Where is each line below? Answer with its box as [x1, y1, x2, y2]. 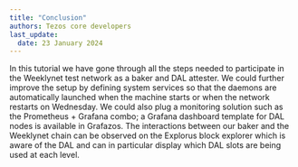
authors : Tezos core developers [9, 22, 131, 31]
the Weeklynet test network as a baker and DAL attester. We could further [9, 73, 285, 84]
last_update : [9, 30, 59, 39]
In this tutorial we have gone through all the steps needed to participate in [9, 63, 285, 74]
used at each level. [9, 150, 80, 161]
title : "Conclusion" [9, 13, 88, 23]
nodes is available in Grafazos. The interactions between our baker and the [9, 121, 290, 132]
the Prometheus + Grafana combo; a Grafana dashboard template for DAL [9, 111, 285, 122]
